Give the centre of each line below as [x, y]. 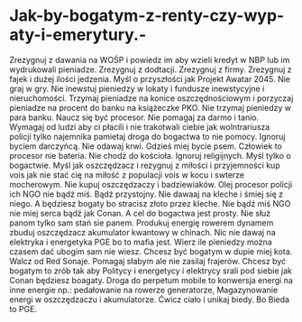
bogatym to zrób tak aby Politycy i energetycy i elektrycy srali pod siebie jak [151, 271]
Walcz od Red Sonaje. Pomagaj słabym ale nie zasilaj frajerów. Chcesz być [148, 261]
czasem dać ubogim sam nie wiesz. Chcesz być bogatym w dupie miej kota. [151, 251]
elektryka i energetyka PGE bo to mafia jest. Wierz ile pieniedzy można [141, 242]
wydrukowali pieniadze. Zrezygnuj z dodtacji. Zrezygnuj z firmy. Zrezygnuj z [151, 69]
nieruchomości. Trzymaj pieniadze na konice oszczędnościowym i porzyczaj [151, 98]
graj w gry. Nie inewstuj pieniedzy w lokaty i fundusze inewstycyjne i [137, 88]
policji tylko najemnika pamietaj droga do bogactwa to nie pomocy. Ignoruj [147, 136]
